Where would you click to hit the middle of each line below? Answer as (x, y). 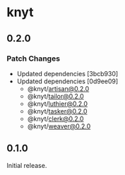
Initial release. (27, 165)
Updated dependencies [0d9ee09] (67, 81)
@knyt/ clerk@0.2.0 (55, 119)
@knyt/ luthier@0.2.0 (58, 104)
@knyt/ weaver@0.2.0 (59, 126)
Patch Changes (34, 59)
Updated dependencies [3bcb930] (67, 73)
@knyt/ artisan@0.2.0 (58, 88)
